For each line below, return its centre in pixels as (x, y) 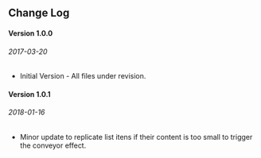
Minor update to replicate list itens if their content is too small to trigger (136, 137)
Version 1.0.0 (31, 33)
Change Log (39, 13)
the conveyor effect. (53, 145)
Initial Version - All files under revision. (83, 76)
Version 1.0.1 (29, 94)
